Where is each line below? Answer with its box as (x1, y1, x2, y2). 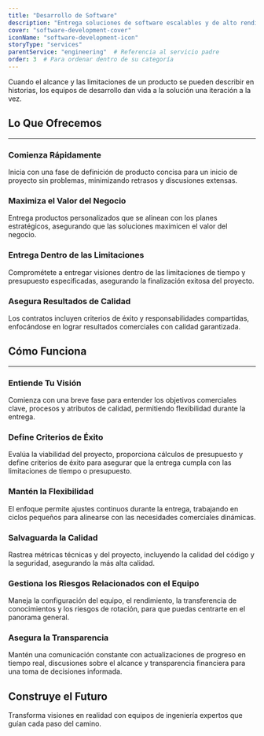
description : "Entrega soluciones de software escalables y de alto (8, 19, 237, 27)
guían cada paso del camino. (8, 719, 102, 729)
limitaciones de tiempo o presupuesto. (8, 467, 132, 476)
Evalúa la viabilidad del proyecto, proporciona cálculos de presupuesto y (8, 450, 244, 459)
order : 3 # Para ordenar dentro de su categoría (8, 56, 174, 64)
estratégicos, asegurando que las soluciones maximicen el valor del (8, 221, 228, 231)
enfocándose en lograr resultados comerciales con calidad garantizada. (8, 322, 241, 331)
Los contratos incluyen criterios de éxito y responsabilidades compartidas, (8, 313, 250, 323)
